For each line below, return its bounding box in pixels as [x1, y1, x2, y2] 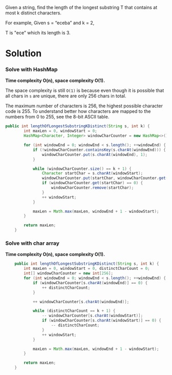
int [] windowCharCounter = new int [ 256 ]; [24, 271, 114, 276]
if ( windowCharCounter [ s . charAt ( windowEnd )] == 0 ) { [32, 280, 148, 285]
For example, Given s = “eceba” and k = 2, [5, 20, 95, 26]
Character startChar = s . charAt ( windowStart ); [41, 171, 143, 176]
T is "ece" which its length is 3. [5, 30, 71, 35]
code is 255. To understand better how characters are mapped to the [5, 108, 151, 114]
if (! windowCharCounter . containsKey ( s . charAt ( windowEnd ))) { [32, 147, 166, 152]
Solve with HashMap [5, 66, 58, 73]
